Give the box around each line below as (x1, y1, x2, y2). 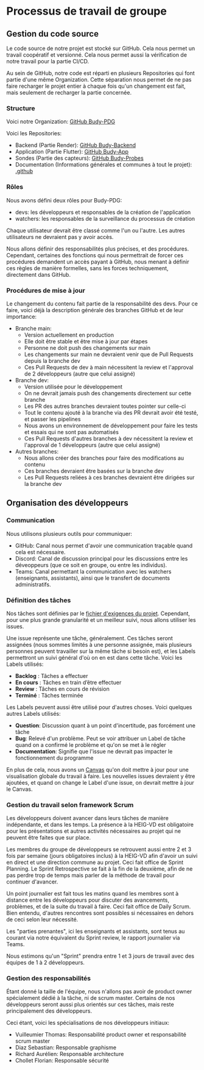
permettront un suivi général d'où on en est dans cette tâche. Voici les (6, 654, 183, 661)
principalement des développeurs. (6, 1007, 93, 1015)
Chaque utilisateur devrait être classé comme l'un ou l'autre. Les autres (6, 227, 185, 234)
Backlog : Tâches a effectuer (15, 672, 88, 679)
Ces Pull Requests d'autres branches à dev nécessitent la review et (24, 435, 193, 442)
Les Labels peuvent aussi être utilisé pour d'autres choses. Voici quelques (6, 703, 192, 711)
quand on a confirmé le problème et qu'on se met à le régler (15, 741, 166, 748)
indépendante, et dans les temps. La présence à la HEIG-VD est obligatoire (6, 821, 194, 829)
